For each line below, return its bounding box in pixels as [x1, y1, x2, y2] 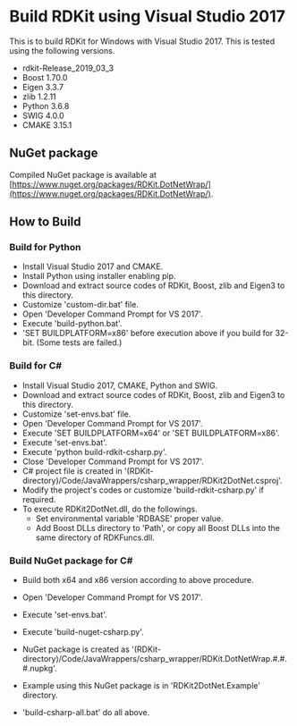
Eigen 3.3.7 [21, 81, 64, 92]
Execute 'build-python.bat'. [21, 318, 123, 329]
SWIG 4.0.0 [21, 110, 64, 121]
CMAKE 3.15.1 [21, 119, 72, 131]
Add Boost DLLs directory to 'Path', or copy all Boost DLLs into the [35, 522, 280, 533]
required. [21, 494, 56, 504]
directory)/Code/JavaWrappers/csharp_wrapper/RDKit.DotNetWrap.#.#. [21, 654, 288, 664]
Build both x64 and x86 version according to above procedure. [21, 575, 254, 586]
